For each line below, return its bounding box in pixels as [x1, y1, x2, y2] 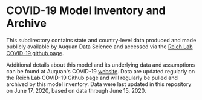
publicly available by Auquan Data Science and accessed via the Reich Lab [6, 43, 193, 50]
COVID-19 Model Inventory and [6, 4, 166, 18]
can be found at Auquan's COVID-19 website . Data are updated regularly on [6, 67, 195, 75]
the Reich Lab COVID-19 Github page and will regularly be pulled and [6, 74, 178, 81]
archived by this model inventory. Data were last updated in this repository [6, 80, 192, 88]
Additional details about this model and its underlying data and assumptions [6, 61, 195, 68]
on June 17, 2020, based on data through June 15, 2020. [6, 87, 146, 94]
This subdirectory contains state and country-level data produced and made [6, 36, 197, 44]
